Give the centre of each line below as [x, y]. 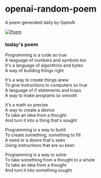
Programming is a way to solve [36, 155]
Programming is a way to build [35, 130]
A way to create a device [30, 110]
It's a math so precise [27, 105]
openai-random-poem [51, 9]
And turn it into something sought [39, 170]
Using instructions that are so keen [40, 145]
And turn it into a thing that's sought [41, 121]
